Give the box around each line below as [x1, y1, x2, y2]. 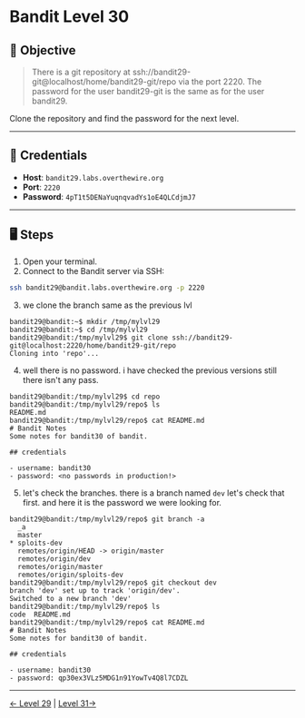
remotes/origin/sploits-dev [17, 570, 124, 579]
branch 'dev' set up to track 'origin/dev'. [9, 585, 181, 595]
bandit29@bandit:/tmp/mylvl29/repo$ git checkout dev [9, 578, 218, 587]
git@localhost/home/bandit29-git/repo [31, 76, 177, 87]
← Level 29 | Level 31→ [9, 697, 97, 709]
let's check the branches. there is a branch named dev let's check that [22, 487, 285, 498]
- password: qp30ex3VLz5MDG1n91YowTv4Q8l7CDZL [9, 674, 189, 683]
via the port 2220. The [178, 76, 262, 87]
